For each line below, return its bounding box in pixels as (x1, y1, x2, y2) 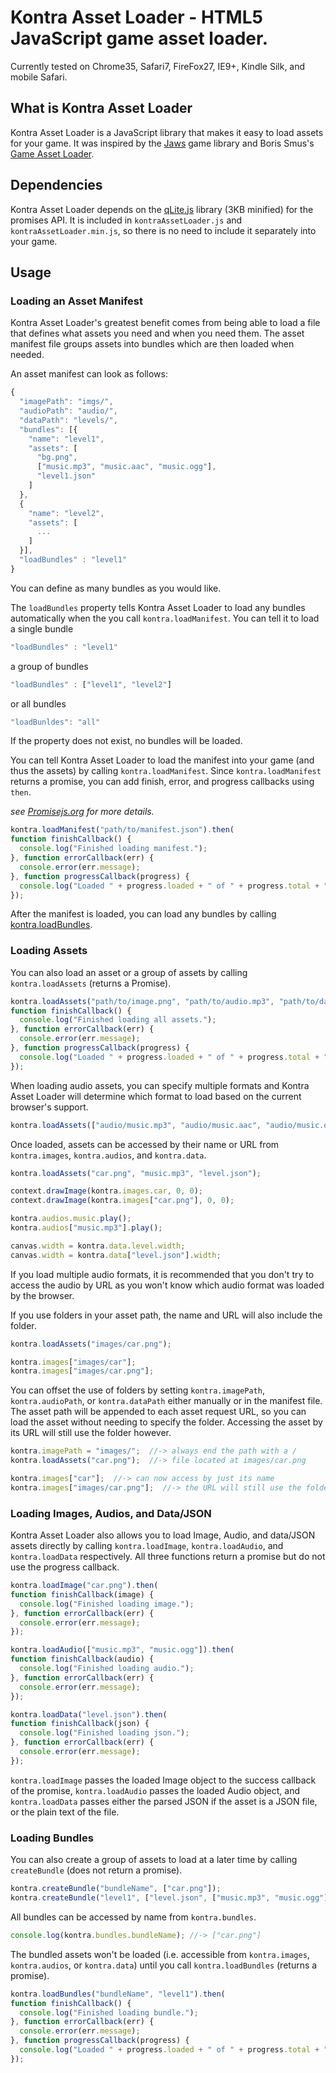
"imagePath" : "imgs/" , (19, 397, 114, 407)
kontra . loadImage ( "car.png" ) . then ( (10, 1581, 159, 1591)
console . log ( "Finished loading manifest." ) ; (19, 844, 208, 854)
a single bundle (10, 622, 74, 635)
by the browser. (10, 1289, 75, 1301)
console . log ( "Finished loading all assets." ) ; (19, 1015, 217, 1025)
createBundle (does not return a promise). (10, 1864, 183, 1876)
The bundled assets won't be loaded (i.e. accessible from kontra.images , (10, 1948, 310, 1960)
